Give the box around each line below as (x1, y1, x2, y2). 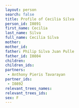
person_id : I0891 (5, 21, 41, 26)
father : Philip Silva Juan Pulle (5, 49, 75, 54)
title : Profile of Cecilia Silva (5, 16, 75, 21)
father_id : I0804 (5, 53, 41, 59)
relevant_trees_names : (5, 86, 52, 91)
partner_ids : (5, 77, 32, 82)
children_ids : (5, 63, 35, 68)
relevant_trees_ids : (5, 91, 48, 96)
